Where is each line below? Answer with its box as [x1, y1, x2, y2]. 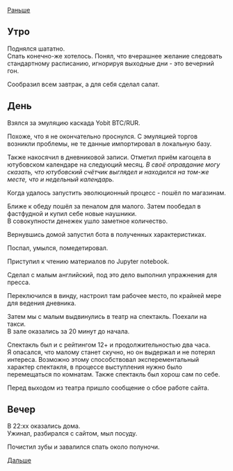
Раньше [7, 6, 31, 14]
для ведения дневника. [7, 299, 77, 307]
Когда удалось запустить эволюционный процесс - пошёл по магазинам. [7, 188, 226, 197]
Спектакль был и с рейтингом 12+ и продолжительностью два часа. [7, 340, 211, 349]
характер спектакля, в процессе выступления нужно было [7, 363, 183, 371]
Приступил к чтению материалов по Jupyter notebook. [7, 257, 170, 265]
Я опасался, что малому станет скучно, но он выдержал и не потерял [7, 347, 216, 356]
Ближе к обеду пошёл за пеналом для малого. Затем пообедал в [7, 201, 201, 210]
